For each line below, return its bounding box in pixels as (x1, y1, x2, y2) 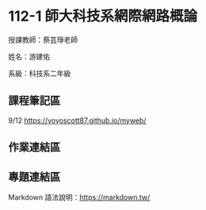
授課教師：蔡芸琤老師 (8, 35, 78, 44)
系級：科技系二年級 (8, 68, 71, 78)
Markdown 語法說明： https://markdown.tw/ (8, 192, 151, 202)
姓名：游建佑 (8, 52, 50, 61)
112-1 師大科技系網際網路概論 (8, 7, 198, 25)
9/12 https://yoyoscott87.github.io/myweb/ (8, 116, 147, 125)
